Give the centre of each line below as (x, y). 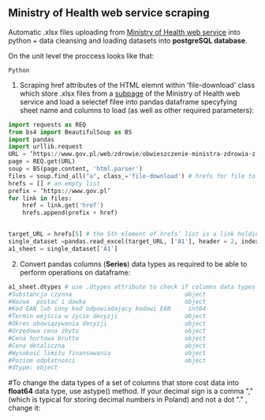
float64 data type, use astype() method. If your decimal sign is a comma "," (131, 392)
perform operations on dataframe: (75, 272)
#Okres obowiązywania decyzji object (107, 324)
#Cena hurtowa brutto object (107, 338)
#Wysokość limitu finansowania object (107, 353)
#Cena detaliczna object (107, 346)
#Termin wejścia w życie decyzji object (107, 316)
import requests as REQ (47, 125)
